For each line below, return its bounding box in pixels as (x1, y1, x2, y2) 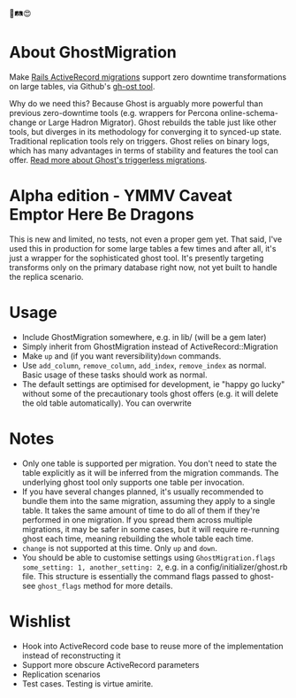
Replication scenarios (21, 669, 101, 679)
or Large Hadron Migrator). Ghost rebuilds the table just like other (38, 117, 277, 128)
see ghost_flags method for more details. (21, 580, 173, 591)
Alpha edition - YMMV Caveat (9, 186, 232, 206)
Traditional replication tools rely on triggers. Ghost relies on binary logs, (9, 136, 269, 146)
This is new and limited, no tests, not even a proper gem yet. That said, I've (9, 234, 283, 244)
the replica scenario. (9, 271, 84, 282)
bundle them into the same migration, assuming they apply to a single (21, 495, 276, 506)
